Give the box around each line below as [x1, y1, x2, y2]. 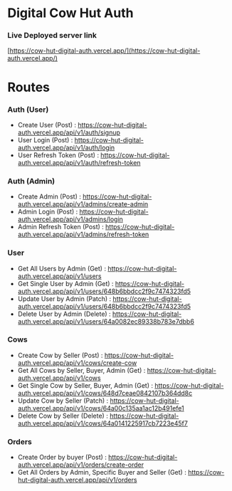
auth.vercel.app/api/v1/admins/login [17, 215, 123, 223]
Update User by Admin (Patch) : [17, 294, 112, 303]
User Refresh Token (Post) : [17, 151, 100, 159]
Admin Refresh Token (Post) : [17, 223, 105, 231]
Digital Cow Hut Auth [7, 5, 134, 21]
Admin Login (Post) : [17, 208, 78, 216]
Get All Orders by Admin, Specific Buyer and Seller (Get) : [17, 468, 186, 477]
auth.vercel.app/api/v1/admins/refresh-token [17, 230, 149, 239]
